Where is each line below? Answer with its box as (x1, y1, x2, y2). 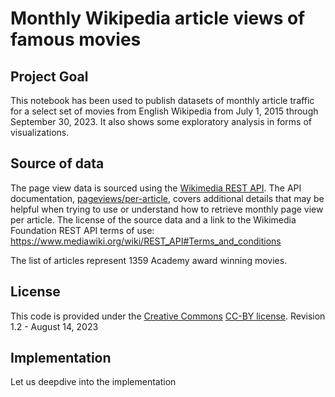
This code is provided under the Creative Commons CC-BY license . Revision (10, 310, 326, 322)
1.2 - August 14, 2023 (10, 320, 99, 332)
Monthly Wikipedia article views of (10, 7, 306, 30)
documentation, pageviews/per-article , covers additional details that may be (10, 192, 325, 204)
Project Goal (10, 68, 89, 85)
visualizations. (10, 127, 70, 138)
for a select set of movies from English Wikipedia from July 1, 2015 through (10, 105, 319, 117)
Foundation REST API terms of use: (10, 224, 155, 236)
